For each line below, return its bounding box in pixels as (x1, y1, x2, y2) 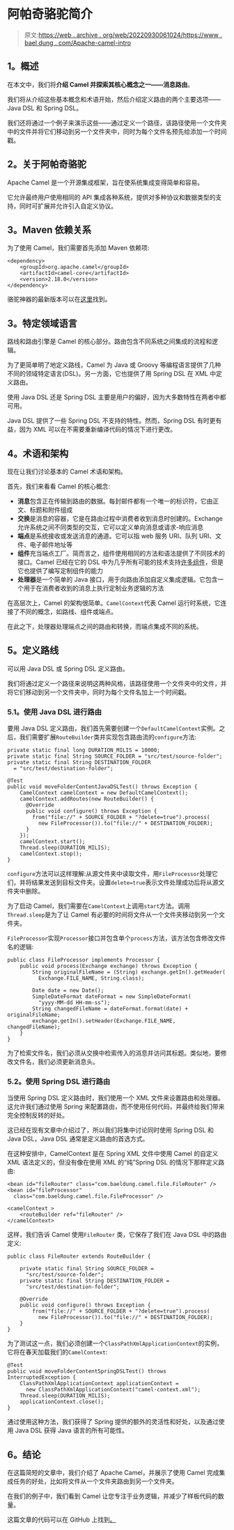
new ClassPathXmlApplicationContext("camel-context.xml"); (25, 1387, 201, 1394)
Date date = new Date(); (32, 987, 104, 994)
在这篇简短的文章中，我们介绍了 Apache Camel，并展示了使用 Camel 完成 (7, 1469, 219, 1477)
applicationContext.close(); (19, 1398, 104, 1405)
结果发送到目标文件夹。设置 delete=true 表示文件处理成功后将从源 (31, 878, 219, 887)
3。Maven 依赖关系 (7, 224, 92, 235)
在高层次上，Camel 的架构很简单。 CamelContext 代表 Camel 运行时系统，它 (7, 599, 221, 607)
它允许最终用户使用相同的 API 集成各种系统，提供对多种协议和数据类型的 (7, 193, 216, 201)
